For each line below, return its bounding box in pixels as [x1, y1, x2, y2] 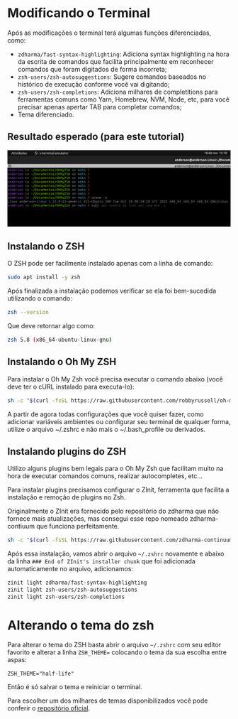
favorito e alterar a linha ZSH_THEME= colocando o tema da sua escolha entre [7, 648, 227, 656]
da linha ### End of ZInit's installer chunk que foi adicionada [7, 557, 196, 566]
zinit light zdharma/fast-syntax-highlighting [7, 579, 147, 587]
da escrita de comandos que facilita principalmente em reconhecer [17, 57, 214, 65]
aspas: [7, 656, 27, 664]
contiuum [7, 522, 35, 531]
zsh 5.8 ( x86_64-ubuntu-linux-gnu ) [7, 336, 113, 344]
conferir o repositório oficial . [7, 704, 91, 713]
